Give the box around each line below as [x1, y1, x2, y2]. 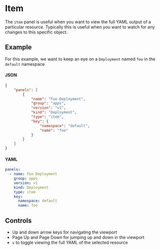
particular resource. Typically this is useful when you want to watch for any [5, 24, 155, 29]
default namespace [5, 61, 45, 67]
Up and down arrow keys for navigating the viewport [12, 229, 117, 235]
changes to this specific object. [5, 29, 68, 35]
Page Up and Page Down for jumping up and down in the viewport [12, 234, 144, 240]
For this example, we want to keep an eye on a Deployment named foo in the [5, 56, 156, 62]
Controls [5, 216, 32, 225]
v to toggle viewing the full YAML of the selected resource [12, 239, 128, 245]
